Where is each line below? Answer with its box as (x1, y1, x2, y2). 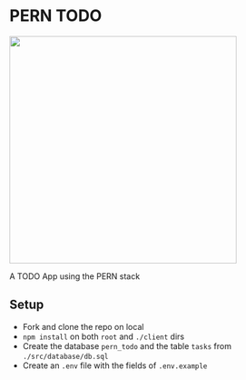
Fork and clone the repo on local (22, 321, 144, 332)
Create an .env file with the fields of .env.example (22, 360, 208, 371)
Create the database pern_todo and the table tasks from (22, 340, 231, 351)
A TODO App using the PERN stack (9, 270, 141, 282)
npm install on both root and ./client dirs (22, 331, 184, 342)
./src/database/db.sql (22, 352, 109, 361)
